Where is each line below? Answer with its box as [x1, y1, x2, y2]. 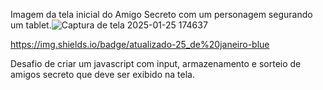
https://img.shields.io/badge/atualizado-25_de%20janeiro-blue [10, 39, 270, 50]
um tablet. [10, 19, 52, 31]
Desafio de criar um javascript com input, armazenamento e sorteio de [10, 58, 302, 69]
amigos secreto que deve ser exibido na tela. [10, 69, 195, 80]
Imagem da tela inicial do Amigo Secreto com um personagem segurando [10, 9, 313, 20]
